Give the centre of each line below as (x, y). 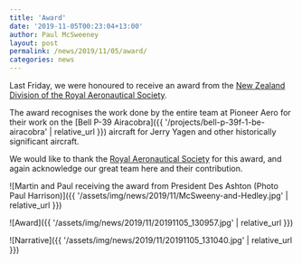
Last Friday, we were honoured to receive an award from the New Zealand (147, 85)
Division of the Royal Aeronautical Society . (88, 95)
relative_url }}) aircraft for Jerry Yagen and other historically (165, 131)
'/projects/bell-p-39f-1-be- (215, 122)
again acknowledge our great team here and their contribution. (126, 169)
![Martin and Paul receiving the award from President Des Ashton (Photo (144, 186)
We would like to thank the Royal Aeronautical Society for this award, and (146, 159)
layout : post (34, 43)
